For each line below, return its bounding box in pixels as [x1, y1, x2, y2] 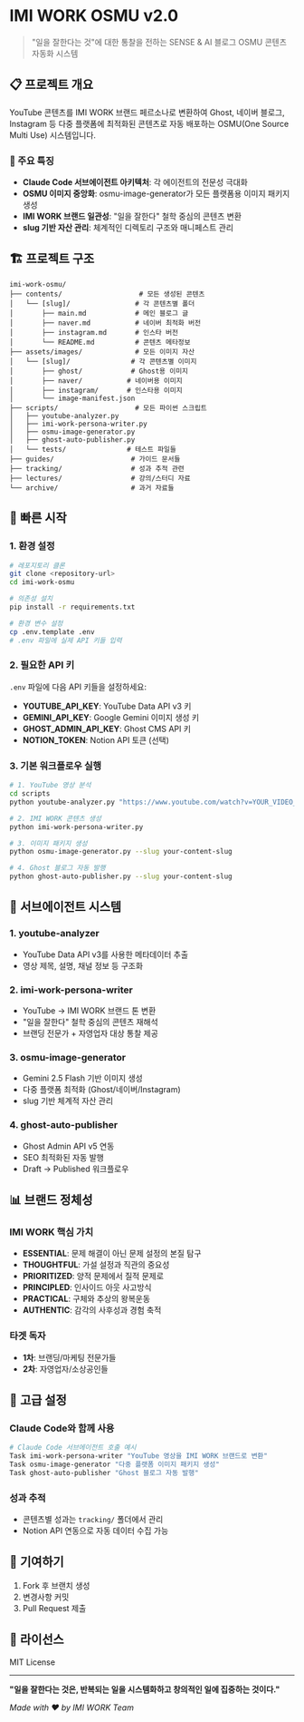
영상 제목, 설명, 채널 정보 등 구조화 [22, 960, 143, 971]
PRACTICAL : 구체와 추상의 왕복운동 [22, 1294, 151, 1305]
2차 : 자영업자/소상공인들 [22, 1363, 109, 1375]
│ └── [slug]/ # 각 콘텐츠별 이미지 [9, 357, 197, 366]
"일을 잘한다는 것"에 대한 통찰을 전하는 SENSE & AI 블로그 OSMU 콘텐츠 [31, 36, 288, 47]
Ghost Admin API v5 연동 [22, 1140, 115, 1151]
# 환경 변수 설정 [9, 619, 63, 628]
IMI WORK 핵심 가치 [9, 1226, 93, 1238]
